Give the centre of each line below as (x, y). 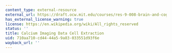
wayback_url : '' (23, 43)
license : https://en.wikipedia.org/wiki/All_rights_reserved (72, 24)
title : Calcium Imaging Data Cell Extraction (55, 33)
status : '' (17, 29)
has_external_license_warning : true (44, 19)
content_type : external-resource (41, 10)
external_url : (20, 15)
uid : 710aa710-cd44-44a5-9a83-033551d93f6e (52, 38)
